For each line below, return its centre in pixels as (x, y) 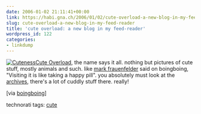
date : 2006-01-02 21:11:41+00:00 (48, 12)
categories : (21, 40)
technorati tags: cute (32, 104)
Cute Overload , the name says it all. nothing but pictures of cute (114, 62)
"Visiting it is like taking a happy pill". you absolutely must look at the (91, 75)
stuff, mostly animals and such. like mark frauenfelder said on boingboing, (98, 68)
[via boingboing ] (26, 93)
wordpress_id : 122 (29, 34)
